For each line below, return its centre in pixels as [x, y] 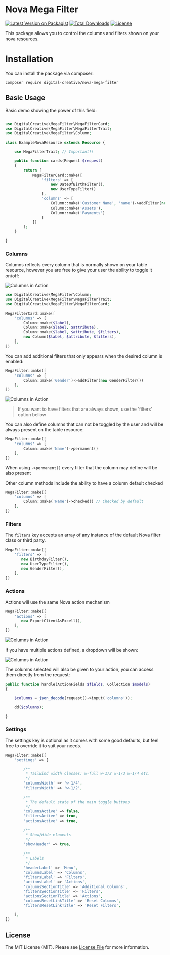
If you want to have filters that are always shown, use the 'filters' [85, 409]
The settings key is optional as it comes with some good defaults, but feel [82, 740]
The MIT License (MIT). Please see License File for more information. [77, 947]
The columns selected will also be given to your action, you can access [79, 670]
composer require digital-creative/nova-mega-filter [62, 82]
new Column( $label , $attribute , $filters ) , [70, 337]
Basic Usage [25, 98]
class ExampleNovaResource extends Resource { [55, 143]
